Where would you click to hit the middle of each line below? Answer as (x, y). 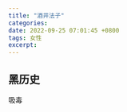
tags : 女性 (25, 38)
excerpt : (23, 45)
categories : (28, 23)
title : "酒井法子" (37, 15)
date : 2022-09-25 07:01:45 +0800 (64, 30)
